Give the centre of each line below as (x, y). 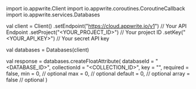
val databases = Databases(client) (48, 50)
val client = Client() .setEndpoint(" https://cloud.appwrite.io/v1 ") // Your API (97, 26)
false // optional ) (27, 80)
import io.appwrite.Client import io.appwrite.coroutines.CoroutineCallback (96, 8)
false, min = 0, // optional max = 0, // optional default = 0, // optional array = (98, 73)
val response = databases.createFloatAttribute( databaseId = (80, 61)
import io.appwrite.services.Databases (53, 15)
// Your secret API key (83, 38)
